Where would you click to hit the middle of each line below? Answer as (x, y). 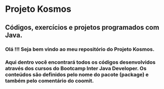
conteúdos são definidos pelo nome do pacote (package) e (77, 75)
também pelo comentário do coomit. (49, 81)
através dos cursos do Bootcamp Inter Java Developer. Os (76, 69)
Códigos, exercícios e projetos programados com (82, 27)
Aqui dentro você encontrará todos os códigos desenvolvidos (81, 62)
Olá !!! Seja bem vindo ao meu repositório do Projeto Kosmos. (80, 49)
